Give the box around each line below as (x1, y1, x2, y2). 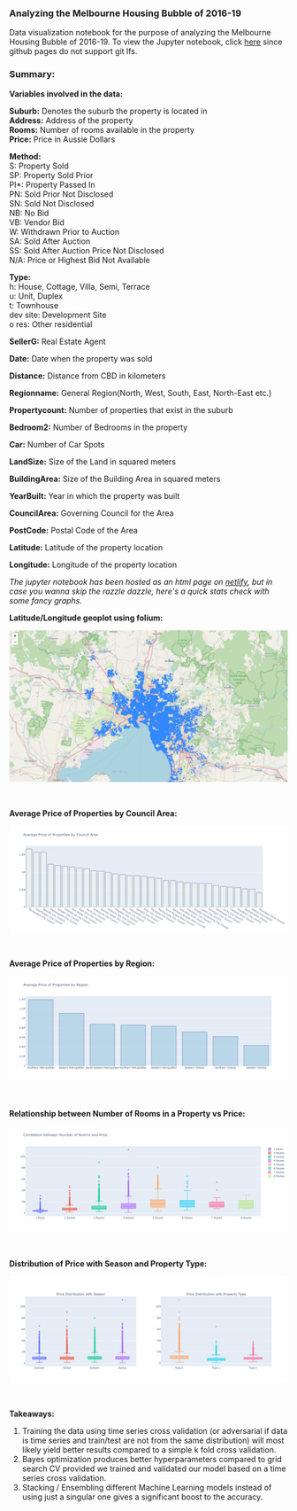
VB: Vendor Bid (9, 216, 65, 228)
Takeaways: (9, 1408, 55, 1420)
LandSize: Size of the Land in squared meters (9, 456, 177, 467)
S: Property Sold (9, 160, 69, 171)
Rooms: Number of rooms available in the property (9, 124, 194, 135)
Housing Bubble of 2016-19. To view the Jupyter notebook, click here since (9, 36, 283, 47)
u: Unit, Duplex (9, 291, 64, 301)
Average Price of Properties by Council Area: (9, 808, 178, 819)
